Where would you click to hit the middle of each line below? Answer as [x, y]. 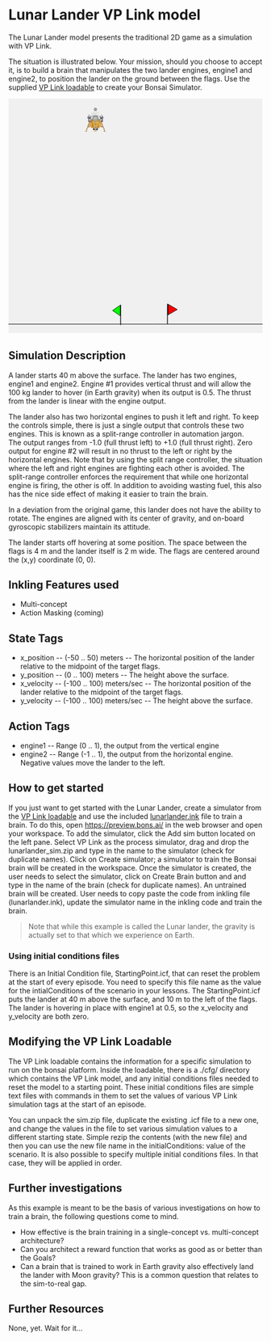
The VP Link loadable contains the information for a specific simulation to [130, 1061]
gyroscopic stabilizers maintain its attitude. [79, 526]
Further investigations [65, 1189]
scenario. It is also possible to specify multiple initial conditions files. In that [133, 1154]
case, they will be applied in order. [65, 1162]
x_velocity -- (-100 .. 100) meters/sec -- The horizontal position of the [135, 684]
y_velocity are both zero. [49, 1017]
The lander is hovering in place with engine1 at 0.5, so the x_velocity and [128, 1008]
